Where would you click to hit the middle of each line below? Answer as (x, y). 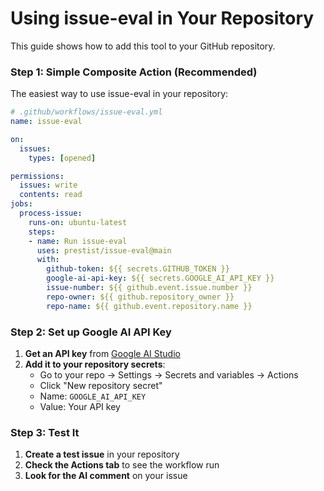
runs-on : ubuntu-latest (78, 222)
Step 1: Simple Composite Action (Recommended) (134, 72)
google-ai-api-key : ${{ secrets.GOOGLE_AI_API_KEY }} (160, 278)
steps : (42, 232)
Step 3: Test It (45, 432)
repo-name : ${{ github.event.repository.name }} (149, 306)
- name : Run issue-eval (78, 241)
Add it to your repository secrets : (95, 364)
